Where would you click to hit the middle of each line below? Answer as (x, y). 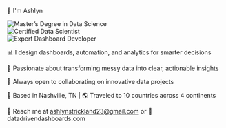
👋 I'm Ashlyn (25, 11)
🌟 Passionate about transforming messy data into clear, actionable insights (113, 68)
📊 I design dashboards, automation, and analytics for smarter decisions (109, 52)
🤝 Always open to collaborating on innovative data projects (91, 82)
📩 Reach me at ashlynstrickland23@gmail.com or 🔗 (80, 111)
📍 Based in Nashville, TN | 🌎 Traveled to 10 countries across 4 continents (112, 95)
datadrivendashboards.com (47, 118)
